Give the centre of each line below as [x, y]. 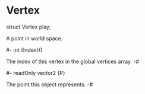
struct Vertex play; [29, 27]
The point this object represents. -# [50, 84]
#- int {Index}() [24, 50]
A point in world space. [34, 38]
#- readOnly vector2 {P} [36, 73]
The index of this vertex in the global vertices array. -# [73, 61]
